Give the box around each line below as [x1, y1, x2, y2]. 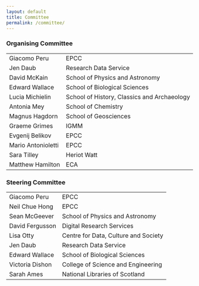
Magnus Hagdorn [9, 112, 58, 120]
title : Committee [6, 14, 49, 20]
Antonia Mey [9, 102, 45, 111]
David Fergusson [9, 221, 56, 230]
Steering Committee [6, 178, 66, 186]
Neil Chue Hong [9, 202, 53, 210]
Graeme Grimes [9, 121, 53, 130]
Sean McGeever [9, 212, 55, 220]
